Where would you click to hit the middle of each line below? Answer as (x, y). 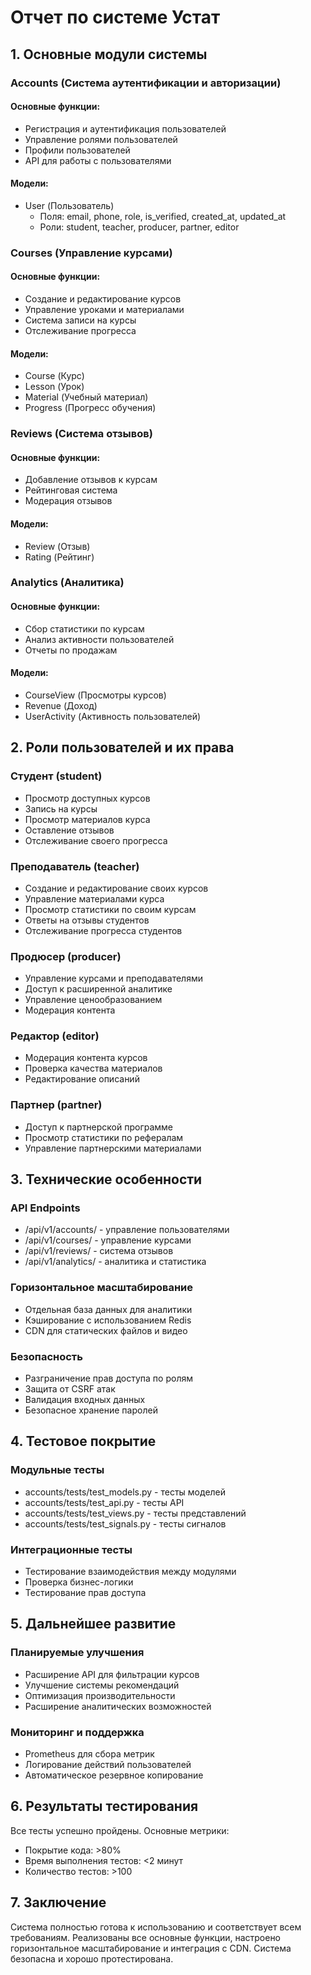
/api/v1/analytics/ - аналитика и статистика (115, 1262)
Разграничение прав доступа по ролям (108, 1378)
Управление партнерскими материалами (113, 1148)
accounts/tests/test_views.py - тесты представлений (135, 1513)
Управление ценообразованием (93, 1000)
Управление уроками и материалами (104, 310)
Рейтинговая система (71, 490)
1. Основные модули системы (109, 54)
